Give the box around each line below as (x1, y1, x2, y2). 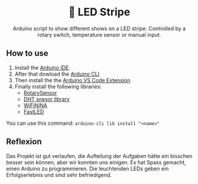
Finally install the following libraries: (14, 83, 102, 90)
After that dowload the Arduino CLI (14, 70, 100, 78)
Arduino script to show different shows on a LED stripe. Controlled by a (12, 25, 186, 32)
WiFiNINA (23, 102, 47, 109)
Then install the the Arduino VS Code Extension (14, 76, 131, 83)
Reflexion (6, 137, 43, 147)
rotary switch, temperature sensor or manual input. (37, 31, 161, 38)
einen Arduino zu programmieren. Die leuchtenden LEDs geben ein (6, 165, 169, 172)
